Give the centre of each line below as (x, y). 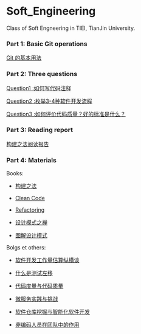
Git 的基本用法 (24, 58)
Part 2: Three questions (42, 74)
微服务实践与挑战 (36, 299)
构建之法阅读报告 (28, 144)
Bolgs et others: (26, 248)
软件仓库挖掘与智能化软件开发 (52, 312)
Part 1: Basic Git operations (47, 44)
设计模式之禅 (31, 223)
